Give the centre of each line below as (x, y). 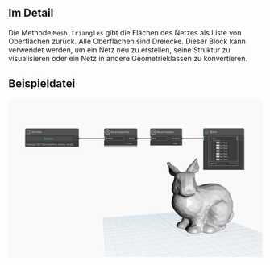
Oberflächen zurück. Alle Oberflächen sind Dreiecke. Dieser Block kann (127, 41)
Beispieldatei (42, 84)
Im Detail (31, 13)
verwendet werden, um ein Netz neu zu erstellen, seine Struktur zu (120, 50)
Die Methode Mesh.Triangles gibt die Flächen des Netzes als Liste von (125, 32)
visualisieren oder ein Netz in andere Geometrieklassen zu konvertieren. (128, 58)
